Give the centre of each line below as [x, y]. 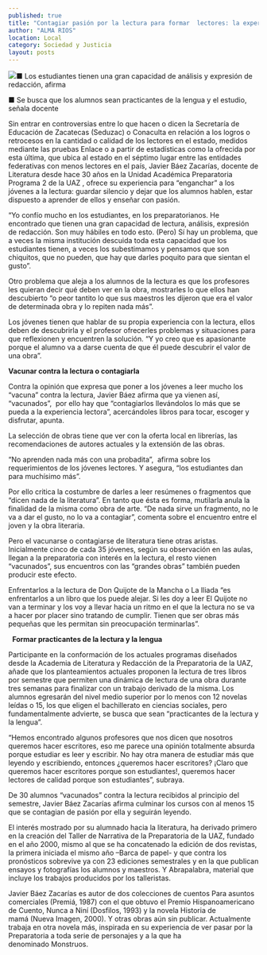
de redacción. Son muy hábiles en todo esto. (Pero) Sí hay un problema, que [133, 232]
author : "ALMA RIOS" [43, 30]
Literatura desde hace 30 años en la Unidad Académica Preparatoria [120, 174]
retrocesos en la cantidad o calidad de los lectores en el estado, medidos [128, 141]
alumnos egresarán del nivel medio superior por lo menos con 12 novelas [128, 697]
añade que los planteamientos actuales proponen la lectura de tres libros [128, 671]
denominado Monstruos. [48, 944]
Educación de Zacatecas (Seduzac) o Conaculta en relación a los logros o [129, 132]
